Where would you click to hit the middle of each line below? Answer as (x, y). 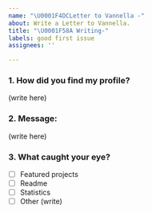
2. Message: (33, 119)
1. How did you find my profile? (69, 81)
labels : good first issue (51, 38)
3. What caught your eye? (59, 157)
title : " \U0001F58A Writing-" (59, 30)
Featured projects (49, 175)
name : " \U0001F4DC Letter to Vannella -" (77, 16)
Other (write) (41, 202)
